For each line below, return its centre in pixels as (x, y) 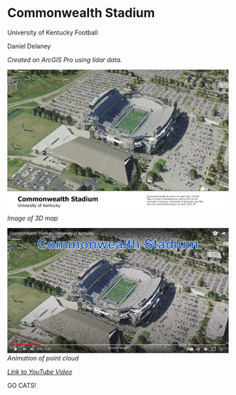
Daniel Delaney (29, 46)
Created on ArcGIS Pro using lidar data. (65, 59)
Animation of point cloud (43, 358)
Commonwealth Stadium (81, 13)
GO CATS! (22, 385)
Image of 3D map (33, 218)
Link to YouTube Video (40, 372)
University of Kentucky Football (53, 32)
